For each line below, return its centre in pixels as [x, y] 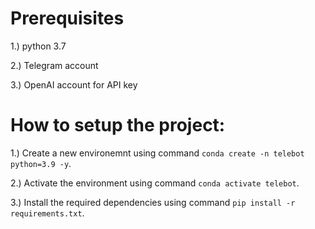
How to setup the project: [118, 125]
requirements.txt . [47, 213]
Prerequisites [67, 18]
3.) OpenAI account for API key [74, 84]
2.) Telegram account [54, 65]
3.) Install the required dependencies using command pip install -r [153, 202]
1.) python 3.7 [38, 46]
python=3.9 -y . [41, 163]
